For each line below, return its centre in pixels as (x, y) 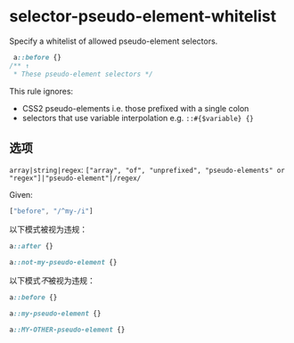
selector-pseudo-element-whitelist (143, 16)
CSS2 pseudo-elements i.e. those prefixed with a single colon (135, 108)
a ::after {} (31, 247)
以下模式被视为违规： (48, 230)
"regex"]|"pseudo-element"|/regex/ (75, 179)
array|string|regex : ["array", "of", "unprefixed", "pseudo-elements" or (147, 170)
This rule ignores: (41, 91)
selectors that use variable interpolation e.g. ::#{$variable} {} (138, 118)
